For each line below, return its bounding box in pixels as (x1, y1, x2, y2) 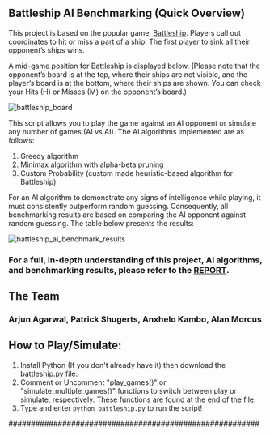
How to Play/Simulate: (8, 339, 122, 352)
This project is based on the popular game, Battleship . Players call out (8, 28, 241, 37)
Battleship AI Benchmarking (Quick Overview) (8, 6, 245, 20)
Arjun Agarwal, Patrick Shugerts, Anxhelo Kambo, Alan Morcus (8, 313, 263, 325)
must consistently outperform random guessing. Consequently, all (8, 201, 229, 211)
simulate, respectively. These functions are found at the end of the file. (19, 394, 256, 404)
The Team (8, 289, 61, 303)
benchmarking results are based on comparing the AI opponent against (8, 210, 247, 220)
